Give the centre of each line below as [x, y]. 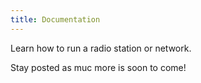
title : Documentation [55, 19]
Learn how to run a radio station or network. [101, 48]
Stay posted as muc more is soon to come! [98, 67]
